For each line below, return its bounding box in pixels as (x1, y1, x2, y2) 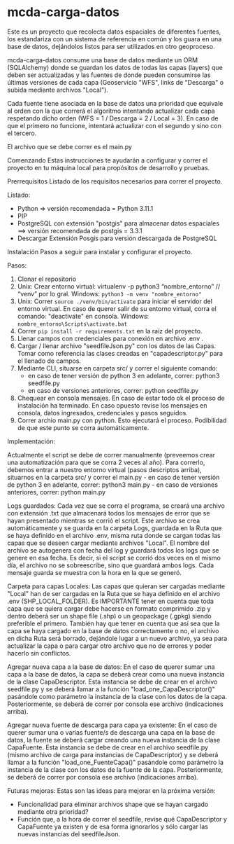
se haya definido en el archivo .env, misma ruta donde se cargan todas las (7, 531, 221, 539)
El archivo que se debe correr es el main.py (7, 142, 133, 151)
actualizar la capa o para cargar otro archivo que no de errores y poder (7, 642, 212, 650)
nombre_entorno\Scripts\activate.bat (17, 320, 128, 328)
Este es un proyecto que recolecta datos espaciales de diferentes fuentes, (7, 27, 221, 36)
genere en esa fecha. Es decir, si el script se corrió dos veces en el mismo (7, 553, 221, 562)
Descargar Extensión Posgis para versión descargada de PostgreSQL (17, 234, 217, 242)
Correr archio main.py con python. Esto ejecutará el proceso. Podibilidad (17, 416, 227, 424)
